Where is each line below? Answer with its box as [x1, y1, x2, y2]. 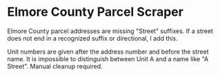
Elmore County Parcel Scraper [7, 4, 184, 20]
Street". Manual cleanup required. [7, 62, 103, 70]
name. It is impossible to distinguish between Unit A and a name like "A [7, 54, 209, 63]
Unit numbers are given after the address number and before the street [7, 47, 209, 56]
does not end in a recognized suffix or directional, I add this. [7, 34, 178, 42]
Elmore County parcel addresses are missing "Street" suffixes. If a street [7, 27, 214, 35]
